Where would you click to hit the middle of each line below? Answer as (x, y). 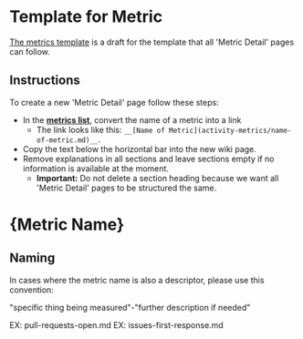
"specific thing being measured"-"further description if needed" (130, 307)
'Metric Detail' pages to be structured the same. (126, 188)
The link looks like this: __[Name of (101, 129)
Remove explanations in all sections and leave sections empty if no (148, 159)
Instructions (45, 81)
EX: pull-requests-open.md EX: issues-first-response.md (116, 324)
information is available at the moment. (95, 168)
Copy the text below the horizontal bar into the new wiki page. (140, 149)
